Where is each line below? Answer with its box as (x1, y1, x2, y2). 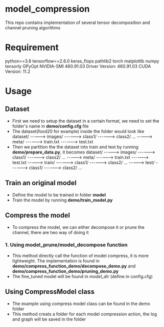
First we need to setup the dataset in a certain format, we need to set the (12, 118, 160, 124)
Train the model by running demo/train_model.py (12, 197, 113, 203)
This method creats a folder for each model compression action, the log (12, 311, 157, 317)
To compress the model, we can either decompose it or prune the (12, 224, 145, 230)
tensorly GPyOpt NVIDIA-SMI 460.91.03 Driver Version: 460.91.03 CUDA (5, 63, 151, 69)
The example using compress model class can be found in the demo (12, 301, 150, 306)
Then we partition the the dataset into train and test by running (12, 144, 139, 150)
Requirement (5, 42, 59, 53)
